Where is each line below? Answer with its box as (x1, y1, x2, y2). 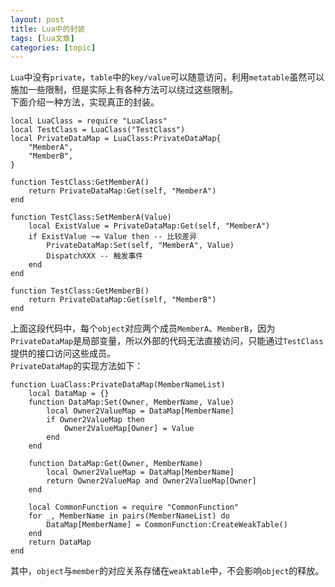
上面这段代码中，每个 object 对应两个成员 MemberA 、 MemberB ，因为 (10, 322, 276, 335)
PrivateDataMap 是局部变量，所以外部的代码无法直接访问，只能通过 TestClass (10, 335, 324, 347)
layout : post (10, 14, 65, 25)
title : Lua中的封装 (10, 24, 86, 34)
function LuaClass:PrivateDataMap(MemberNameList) (10, 380, 226, 390)
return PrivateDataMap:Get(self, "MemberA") (28, 186, 217, 196)
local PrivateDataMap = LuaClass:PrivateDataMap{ (10, 134, 222, 144)
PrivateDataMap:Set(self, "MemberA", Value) (46, 241, 235, 251)
